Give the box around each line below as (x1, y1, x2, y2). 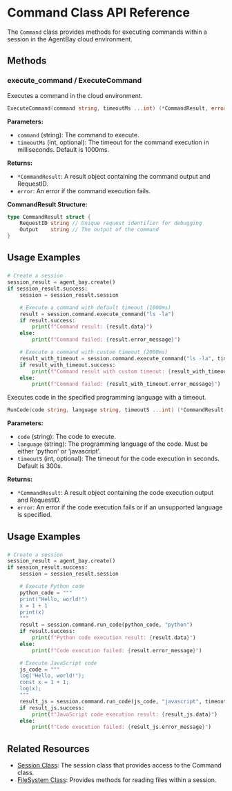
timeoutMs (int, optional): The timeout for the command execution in (17, 138, 209, 146)
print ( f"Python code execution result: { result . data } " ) (32, 634, 196, 641)
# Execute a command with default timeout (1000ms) (19, 304, 171, 311)
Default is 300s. (17, 462, 63, 470)
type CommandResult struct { (7, 213, 91, 220)
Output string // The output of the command (19, 226, 159, 233)
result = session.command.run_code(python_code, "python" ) (19, 621, 193, 629)
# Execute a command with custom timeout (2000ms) (19, 349, 168, 356)
